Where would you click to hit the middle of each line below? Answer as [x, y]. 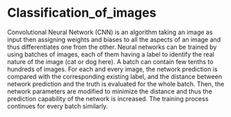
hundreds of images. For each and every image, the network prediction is [112, 69]
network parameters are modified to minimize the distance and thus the [110, 91]
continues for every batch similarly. [58, 106]
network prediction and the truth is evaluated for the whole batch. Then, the [116, 84]
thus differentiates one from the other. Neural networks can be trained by [112, 47]
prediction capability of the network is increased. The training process [108, 98]
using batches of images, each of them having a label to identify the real [111, 54]
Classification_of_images [82, 13]
